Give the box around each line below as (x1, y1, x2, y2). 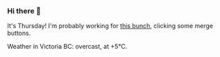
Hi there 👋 (7, 6, 42, 16)
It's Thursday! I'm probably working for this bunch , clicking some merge (7, 22, 214, 30)
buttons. (7, 29, 31, 37)
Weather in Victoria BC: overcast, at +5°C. (7, 43, 128, 51)
